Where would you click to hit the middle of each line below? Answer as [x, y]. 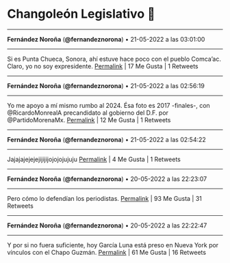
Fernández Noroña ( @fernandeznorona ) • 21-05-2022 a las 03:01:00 [106, 39]
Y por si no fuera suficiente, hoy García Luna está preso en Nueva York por [113, 245]
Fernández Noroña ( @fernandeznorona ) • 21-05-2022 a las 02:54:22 [107, 139]
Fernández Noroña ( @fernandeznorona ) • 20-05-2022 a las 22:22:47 [107, 225]
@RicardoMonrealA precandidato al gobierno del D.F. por [88, 113]
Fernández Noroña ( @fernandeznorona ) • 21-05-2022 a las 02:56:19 [106, 85]
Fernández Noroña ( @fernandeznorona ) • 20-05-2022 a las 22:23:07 [107, 179]
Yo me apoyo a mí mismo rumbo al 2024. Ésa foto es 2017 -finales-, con [108, 105]
